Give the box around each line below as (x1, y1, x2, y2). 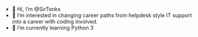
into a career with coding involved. (11, 18, 98, 25)
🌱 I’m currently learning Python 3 (11, 24, 94, 31)
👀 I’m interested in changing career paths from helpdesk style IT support (11, 12, 192, 19)
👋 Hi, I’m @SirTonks (11, 6, 61, 12)
